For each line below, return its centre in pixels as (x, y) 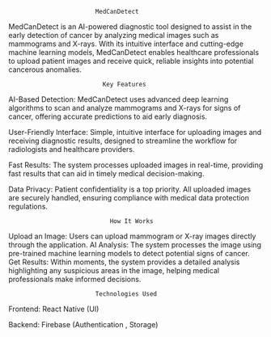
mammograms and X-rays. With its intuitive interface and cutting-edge (126, 44)
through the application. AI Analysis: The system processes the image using (135, 245)
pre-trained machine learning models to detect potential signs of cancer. (129, 253)
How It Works (131, 221)
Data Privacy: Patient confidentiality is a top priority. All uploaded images (130, 189)
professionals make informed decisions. (75, 279)
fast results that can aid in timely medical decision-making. (106, 173)
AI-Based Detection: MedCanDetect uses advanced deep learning (119, 99)
